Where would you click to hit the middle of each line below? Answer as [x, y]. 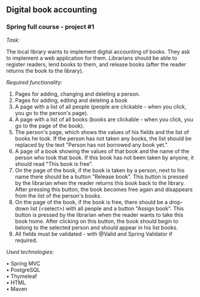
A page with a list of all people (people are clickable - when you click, [101, 107]
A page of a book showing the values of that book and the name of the [102, 151]
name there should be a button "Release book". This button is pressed [101, 177]
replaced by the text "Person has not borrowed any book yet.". [92, 145]
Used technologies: [30, 251]
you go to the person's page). [51, 113]
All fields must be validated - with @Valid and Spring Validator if [93, 234]
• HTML [16, 282]
